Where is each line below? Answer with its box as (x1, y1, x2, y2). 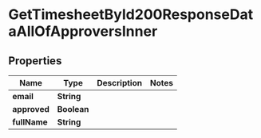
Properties (8, 54, 62, 67)
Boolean (57, 104, 89, 114)
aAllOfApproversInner (8, 22, 158, 40)
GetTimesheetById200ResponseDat (8, 6, 254, 24)
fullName (12, 117, 48, 128)
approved (12, 104, 50, 114)
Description (97, 78, 142, 88)
